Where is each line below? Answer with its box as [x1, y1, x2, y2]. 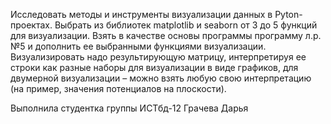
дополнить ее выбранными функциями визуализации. [34, 40, 267, 52]
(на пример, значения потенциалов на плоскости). [10, 83, 227, 94]
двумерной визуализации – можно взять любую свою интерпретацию [10, 72, 312, 84]
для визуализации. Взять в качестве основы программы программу [10, 30, 303, 41]
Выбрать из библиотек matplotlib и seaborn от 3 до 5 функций [54, 19, 318, 31]
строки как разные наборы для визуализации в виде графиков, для [10, 62, 299, 73]
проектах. [10, 19, 53, 31]
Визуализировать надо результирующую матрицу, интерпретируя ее [10, 51, 307, 63]
